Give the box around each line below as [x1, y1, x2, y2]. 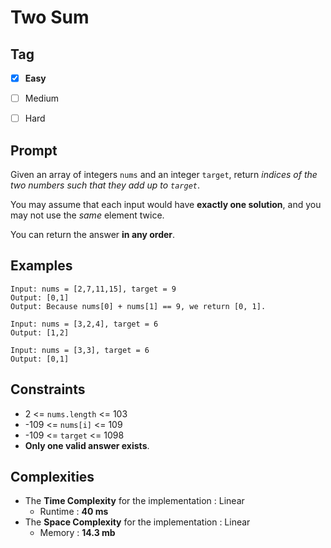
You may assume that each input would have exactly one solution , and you [10, 199, 322, 210]
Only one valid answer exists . [24, 439, 150, 451]
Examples [10, 257, 73, 275]
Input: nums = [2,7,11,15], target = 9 [10, 284, 177, 294]
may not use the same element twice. [10, 209, 165, 221]
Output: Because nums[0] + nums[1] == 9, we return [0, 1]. [10, 301, 267, 311]
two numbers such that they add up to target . [10, 179, 201, 191]
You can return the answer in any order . [10, 229, 176, 240]
